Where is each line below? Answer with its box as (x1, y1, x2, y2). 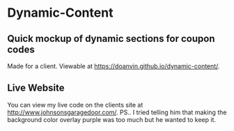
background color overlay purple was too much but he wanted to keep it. (7, 115, 217, 123)
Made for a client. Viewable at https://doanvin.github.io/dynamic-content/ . (7, 62, 220, 70)
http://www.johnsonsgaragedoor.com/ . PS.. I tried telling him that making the (7, 108, 227, 116)
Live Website (7, 82, 65, 94)
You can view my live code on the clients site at (7, 100, 143, 109)
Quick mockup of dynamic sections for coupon (7, 33, 215, 45)
